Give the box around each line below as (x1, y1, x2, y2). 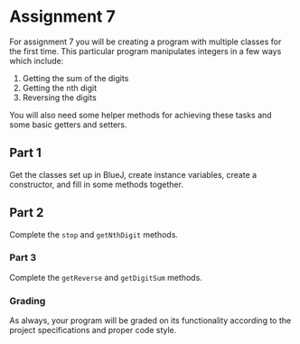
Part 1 (9, 145, 42, 161)
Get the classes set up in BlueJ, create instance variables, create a (9, 169, 258, 180)
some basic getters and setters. (9, 119, 128, 130)
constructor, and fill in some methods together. (9, 179, 183, 190)
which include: (9, 55, 64, 66)
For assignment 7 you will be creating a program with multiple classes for (9, 36, 282, 47)
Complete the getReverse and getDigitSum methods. (9, 272, 203, 283)
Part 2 (9, 205, 44, 220)
